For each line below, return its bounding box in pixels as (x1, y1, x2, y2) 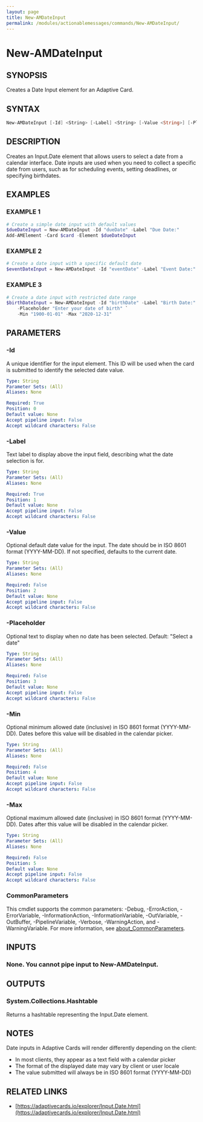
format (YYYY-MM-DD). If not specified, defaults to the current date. (6, 548, 177, 556)
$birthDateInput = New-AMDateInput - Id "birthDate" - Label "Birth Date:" (6, 300, 196, 306)
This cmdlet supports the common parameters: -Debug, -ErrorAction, (6, 905, 179, 913)
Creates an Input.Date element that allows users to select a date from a (6, 153, 183, 160)
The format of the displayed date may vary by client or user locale (14, 1063, 179, 1070)
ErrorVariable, (6, 911, 41, 919)
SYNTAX (6, 103, 40, 114)
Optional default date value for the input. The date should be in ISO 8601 (6, 542, 187, 549)
